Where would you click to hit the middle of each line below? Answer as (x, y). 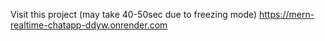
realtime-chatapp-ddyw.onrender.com (89, 25)
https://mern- (287, 14)
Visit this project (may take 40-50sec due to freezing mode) (134, 14)
